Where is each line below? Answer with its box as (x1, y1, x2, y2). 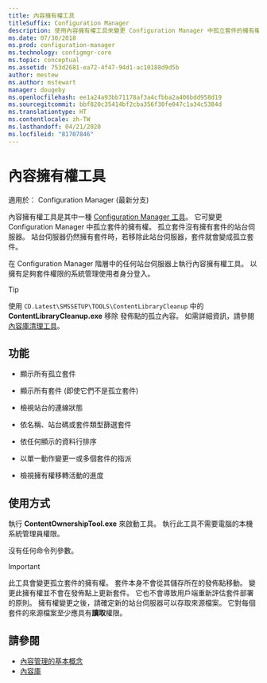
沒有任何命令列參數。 (8, 546, 78, 555)
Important (8, 562, 41, 571)
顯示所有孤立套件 (19, 369, 76, 379)
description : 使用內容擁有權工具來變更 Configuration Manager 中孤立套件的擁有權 (8, 26, 261, 34)
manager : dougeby (8, 85, 66, 94)
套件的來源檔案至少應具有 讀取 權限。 (8, 608, 127, 618)
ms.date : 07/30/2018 (8, 33, 77, 42)
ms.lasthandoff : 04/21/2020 (8, 123, 102, 131)
